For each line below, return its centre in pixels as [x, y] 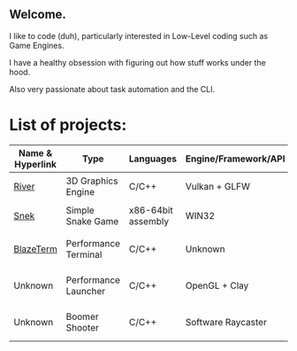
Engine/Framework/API [235, 159]
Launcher [86, 291]
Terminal [84, 254]
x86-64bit [151, 210]
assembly [149, 222]
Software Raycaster [226, 322]
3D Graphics [92, 181]
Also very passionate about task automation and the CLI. [112, 89]
